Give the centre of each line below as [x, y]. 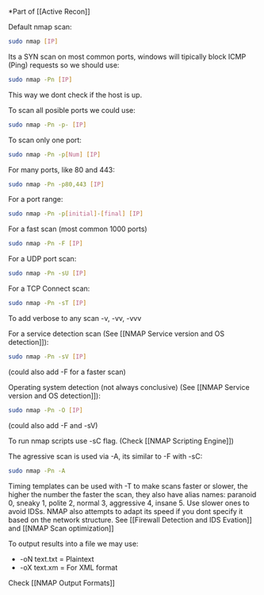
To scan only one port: [45, 140]
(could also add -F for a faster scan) [67, 372]
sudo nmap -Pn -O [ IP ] [46, 410]
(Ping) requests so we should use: [64, 65]
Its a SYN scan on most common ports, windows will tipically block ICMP [127, 56]
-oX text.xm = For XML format [69, 567]
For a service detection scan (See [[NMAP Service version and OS [117, 334]
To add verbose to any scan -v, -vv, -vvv [75, 318]
